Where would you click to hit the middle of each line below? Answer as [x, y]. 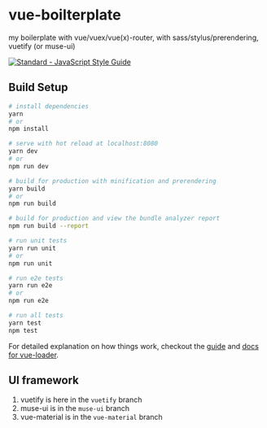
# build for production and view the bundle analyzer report [114, 218]
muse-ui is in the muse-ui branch [75, 408]
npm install [28, 129]
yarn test [25, 323]
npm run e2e [28, 301]
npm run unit [31, 263]
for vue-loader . [34, 355]
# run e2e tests [36, 278]
